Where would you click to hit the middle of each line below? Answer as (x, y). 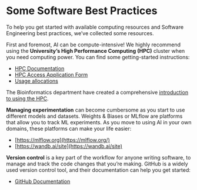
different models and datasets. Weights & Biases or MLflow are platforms (94, 116)
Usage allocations (36, 81)
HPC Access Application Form (51, 74)
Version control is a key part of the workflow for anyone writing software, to (98, 157)
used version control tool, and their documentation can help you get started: (98, 170)
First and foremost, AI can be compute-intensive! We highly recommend (94, 45)
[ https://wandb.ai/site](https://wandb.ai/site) (68, 146)
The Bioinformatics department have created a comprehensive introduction (97, 92)
